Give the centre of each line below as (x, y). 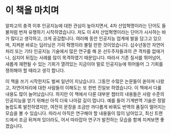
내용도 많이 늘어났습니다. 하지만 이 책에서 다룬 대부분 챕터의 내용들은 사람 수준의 (85, 94)
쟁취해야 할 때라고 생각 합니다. (35, 70)
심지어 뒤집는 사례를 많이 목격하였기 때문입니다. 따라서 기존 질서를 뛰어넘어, (87, 57)
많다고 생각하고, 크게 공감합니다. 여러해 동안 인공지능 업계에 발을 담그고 (81, 38)
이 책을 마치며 (32, 10)
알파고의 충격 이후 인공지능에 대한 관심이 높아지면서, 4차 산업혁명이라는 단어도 (83, 26)
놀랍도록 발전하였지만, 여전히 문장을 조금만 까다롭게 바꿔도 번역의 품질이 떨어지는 (86, 107)
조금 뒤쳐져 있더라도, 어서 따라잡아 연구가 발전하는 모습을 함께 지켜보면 (89, 119)
